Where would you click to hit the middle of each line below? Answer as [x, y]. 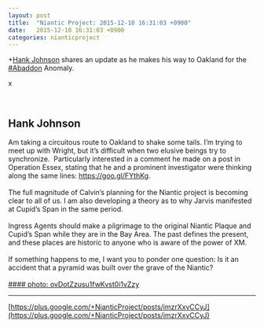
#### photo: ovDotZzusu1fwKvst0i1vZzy [74, 285]
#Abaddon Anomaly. [41, 68]
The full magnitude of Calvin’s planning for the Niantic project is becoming [128, 193]
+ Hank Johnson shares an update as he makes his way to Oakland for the [128, 60]
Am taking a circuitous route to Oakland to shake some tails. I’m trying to [125, 142]
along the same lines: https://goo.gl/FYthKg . [79, 176]
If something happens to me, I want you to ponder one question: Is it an [124, 260]
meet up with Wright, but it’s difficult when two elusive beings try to [117, 151]
